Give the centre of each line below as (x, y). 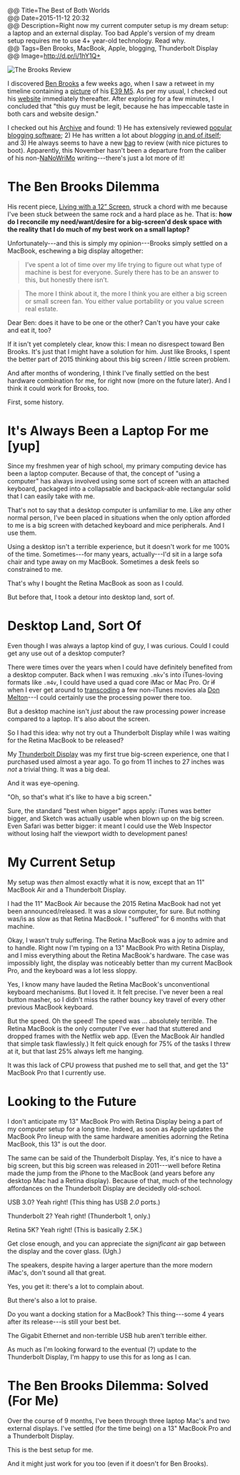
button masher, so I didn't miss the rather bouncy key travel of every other (117, 1000)
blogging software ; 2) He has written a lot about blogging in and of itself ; (114, 135)
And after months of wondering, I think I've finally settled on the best (108, 373)
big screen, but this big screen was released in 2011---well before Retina (114, 1165)
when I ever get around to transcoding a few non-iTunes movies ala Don (114, 690)
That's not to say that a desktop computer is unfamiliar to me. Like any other (120, 510)
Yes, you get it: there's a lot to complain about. (76, 1286)
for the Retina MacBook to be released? (65, 740)
